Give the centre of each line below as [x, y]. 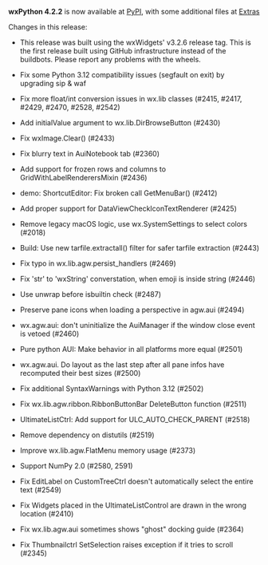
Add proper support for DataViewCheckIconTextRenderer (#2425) [128, 208]
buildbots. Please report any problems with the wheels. [110, 59]
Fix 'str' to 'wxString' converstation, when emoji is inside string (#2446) [138, 279]
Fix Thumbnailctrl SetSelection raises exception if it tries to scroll [126, 545]
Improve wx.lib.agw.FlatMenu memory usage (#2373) [108, 450]
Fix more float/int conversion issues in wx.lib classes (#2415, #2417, [131, 99]
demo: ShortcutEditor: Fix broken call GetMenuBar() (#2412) [118, 193]
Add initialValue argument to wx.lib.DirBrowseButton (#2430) [120, 122]
